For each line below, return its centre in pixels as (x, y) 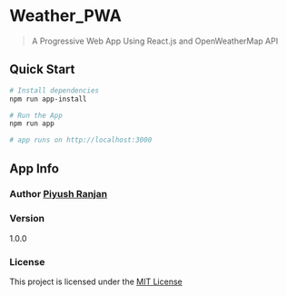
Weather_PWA (66, 16)
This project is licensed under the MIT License (96, 281)
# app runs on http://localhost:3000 (81, 140)
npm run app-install (49, 99)
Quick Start (42, 69)
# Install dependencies (54, 90)
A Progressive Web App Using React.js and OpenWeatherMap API (155, 41)
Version (27, 219)
